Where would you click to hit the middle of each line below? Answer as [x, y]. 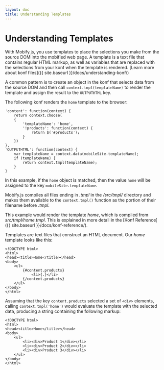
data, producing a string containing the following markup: [63, 311]
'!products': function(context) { [58, 128]
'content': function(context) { [38, 111]
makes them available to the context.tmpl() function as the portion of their [81, 200]
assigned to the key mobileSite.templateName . [51, 185]
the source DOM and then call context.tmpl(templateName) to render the [78, 87]
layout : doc [17, 10]
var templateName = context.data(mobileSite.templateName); [76, 154]
